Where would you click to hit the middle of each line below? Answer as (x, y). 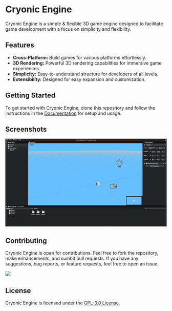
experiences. (26, 68)
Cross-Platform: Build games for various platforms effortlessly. (80, 57)
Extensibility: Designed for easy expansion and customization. (79, 79)
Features (20, 45)
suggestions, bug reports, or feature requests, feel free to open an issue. (82, 264)
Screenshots (26, 129)
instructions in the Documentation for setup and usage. (63, 113)
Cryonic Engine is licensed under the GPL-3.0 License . (63, 303)
